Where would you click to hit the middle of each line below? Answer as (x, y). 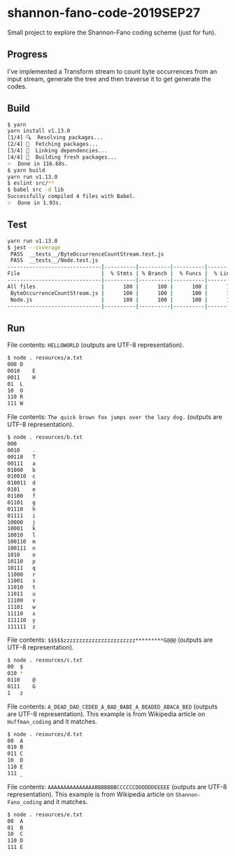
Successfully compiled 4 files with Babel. (72, 197)
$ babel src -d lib (36, 190)
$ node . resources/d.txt (45, 734)
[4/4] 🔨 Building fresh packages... (62, 157)
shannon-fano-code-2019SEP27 (104, 13)
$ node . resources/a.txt (45, 358)
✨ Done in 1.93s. (35, 203)
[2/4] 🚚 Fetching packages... (53, 144)
